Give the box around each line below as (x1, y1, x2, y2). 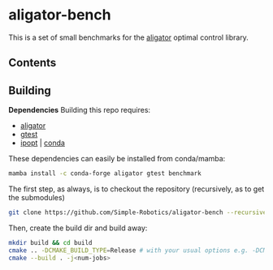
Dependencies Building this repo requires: (8, 105, 151, 115)
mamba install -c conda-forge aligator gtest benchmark (8, 169, 201, 178)
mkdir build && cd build (8, 238, 93, 246)
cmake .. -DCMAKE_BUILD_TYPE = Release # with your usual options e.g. (8, 246, 249, 255)
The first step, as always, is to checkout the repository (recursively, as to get (8, 184, 265, 194)
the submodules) (8, 193, 65, 203)
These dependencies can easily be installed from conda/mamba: (8, 154, 226, 164)
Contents (8, 56, 57, 70)
